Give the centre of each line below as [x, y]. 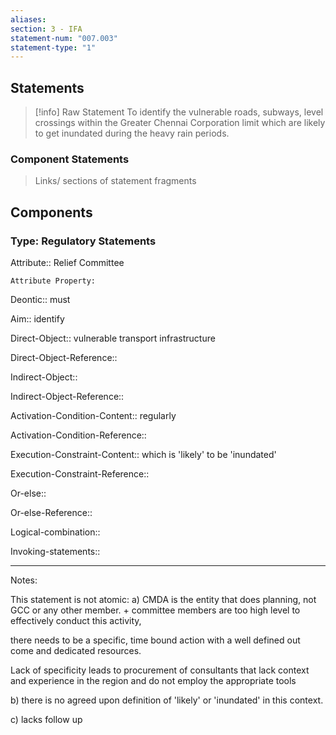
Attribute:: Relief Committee [67, 263]
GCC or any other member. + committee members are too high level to [155, 610]
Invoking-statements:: [55, 552]
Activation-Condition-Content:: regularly [93, 416]
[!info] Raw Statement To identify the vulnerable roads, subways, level [179, 112]
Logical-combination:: [55, 532]
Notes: [24, 580]
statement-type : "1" [53, 47]
